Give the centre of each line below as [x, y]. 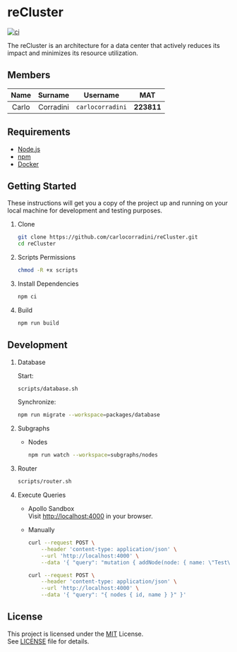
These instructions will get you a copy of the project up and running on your [117, 203]
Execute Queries [42, 495]
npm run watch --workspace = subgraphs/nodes [93, 455]
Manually [41, 530]
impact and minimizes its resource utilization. [73, 53]
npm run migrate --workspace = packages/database [89, 415]
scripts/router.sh [44, 482]
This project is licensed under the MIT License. [75, 634]
